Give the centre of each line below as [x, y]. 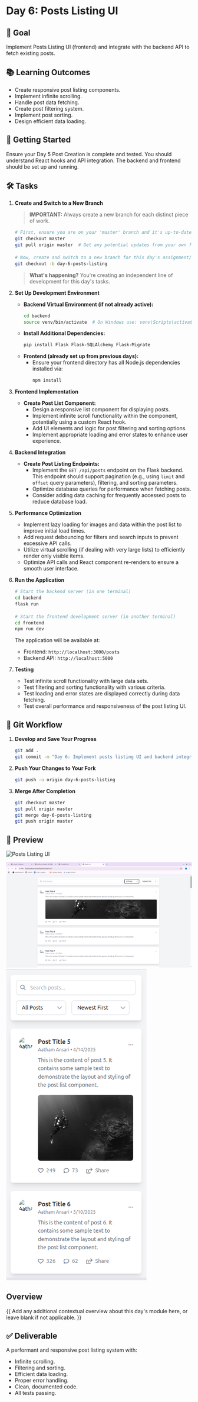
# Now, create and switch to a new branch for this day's [87, 257]
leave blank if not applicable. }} [44, 1317]
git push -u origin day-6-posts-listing [65, 779]
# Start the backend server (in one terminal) [73, 592]
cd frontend [29, 623]
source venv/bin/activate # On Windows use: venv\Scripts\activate [109, 322]
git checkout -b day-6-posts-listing [61, 264]
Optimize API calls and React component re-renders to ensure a [101, 562]
